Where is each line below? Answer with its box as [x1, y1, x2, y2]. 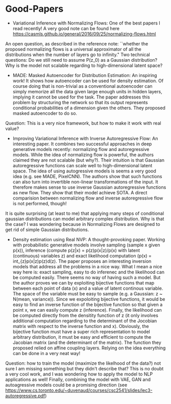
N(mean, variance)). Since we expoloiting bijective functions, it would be [12, 296, 165, 302]
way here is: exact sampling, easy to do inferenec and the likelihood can [12, 269, 165, 275]
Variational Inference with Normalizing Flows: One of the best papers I [12, 20, 160, 26]
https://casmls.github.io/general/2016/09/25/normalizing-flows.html [12, 31, 156, 37]
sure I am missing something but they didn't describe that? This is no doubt [5, 365, 164, 371]
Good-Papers [5, 3, 64, 15]
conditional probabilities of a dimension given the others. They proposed [12, 105, 166, 111]
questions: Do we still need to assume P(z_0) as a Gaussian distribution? [5, 57, 157, 63]
